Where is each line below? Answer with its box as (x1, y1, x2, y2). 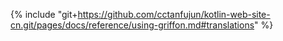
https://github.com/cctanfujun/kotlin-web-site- (77, 9, 271, 20)
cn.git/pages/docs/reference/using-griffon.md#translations (10, 19, 255, 31)
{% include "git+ (10, 9, 78, 20)
